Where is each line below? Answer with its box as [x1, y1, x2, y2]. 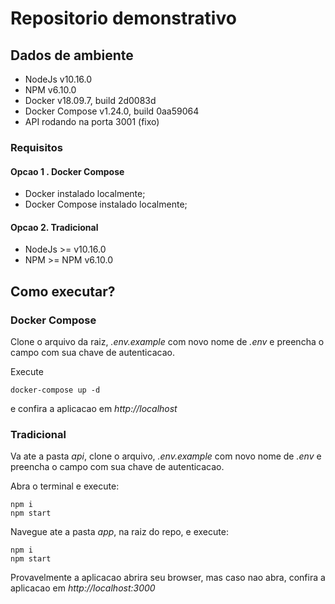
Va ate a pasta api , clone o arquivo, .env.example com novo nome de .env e [10, 450, 322, 462]
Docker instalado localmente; [24, 188, 146, 200]
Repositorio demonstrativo [10, 7, 237, 30]
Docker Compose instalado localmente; [24, 198, 188, 211]
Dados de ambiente [10, 47, 134, 64]
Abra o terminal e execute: [10, 480, 120, 492]
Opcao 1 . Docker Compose [10, 165, 125, 177]
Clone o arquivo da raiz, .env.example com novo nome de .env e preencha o [10, 336, 325, 348]
